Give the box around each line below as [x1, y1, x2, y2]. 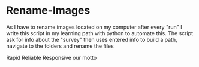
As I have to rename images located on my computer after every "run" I [6, 23, 182, 31]
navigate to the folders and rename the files [6, 42, 114, 50]
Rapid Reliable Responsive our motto [6, 54, 97, 61]
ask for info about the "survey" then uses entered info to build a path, [6, 36, 178, 43]
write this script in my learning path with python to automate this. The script [6, 29, 194, 36]
